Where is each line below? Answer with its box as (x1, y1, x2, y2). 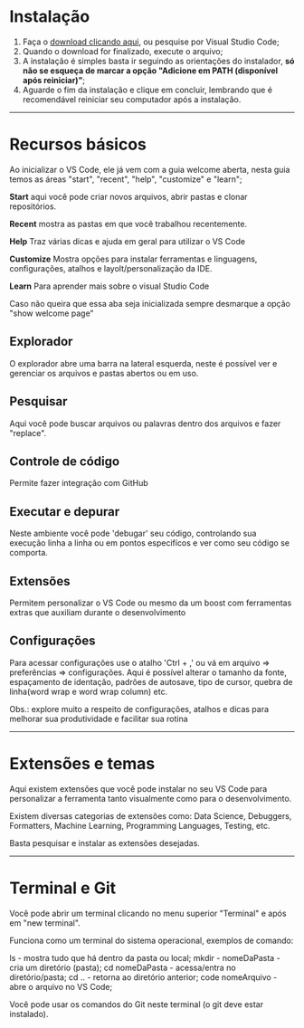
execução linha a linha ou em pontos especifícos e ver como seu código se (9, 538, 290, 548)
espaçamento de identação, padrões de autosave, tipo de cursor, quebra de (9, 676, 293, 687)
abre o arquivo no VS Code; (9, 981, 113, 992)
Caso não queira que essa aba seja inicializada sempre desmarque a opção (9, 298, 291, 309)
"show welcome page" (9, 308, 94, 319)
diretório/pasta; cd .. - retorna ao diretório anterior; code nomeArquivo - (9, 971, 278, 983)
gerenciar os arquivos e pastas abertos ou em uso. (9, 367, 199, 378)
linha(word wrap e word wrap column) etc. (9, 686, 168, 697)
